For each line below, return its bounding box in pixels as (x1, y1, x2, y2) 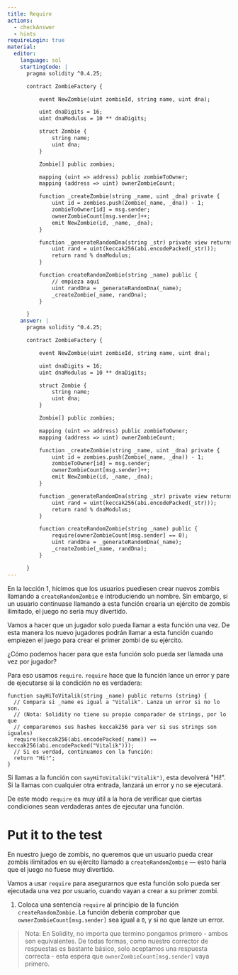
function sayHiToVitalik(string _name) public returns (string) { (7, 692, 208, 699)
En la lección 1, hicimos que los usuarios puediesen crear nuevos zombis (7, 584, 220, 592)
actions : (7, 17, 33, 24)
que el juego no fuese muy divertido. (7, 865, 115, 874)
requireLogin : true (7, 37, 65, 44)
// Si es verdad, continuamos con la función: (13, 748, 154, 755)
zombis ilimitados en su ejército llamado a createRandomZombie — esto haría (7, 858, 227, 866)
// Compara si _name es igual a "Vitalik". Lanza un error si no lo (13, 698, 220, 705)
